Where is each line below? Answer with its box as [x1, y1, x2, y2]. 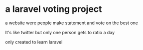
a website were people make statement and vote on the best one [5, 20, 139, 26]
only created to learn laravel [5, 39, 63, 45]
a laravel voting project [5, 3, 102, 15]
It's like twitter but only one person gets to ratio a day [5, 29, 115, 35]
